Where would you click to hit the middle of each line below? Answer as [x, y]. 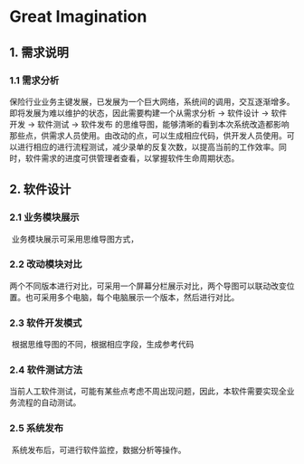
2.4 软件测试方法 [46, 370]
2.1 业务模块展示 [44, 217]
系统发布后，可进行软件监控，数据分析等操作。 [99, 450]
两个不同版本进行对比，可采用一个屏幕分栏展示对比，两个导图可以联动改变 [148, 286]
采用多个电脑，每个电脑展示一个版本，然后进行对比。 [140, 297]
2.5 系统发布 [37, 429]
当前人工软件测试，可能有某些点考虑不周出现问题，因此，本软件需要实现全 [148, 392]
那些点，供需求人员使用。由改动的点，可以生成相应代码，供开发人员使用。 [148, 135]
